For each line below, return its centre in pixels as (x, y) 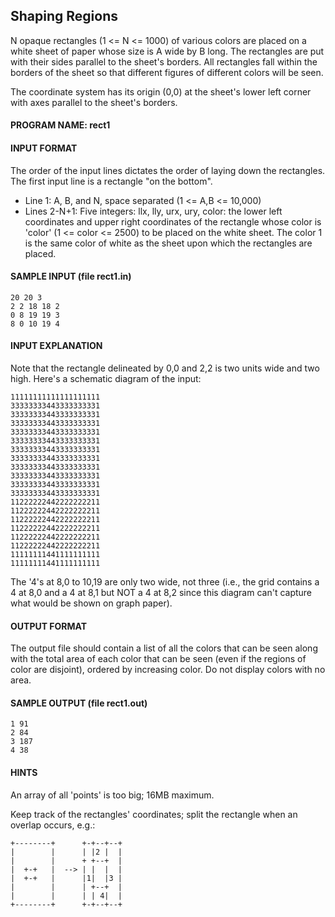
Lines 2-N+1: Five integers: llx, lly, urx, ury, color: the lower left (153, 211)
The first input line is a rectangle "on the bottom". (111, 181)
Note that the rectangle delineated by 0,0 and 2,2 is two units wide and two (165, 368)
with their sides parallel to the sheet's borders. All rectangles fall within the (164, 61)
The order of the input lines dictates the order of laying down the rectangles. (168, 170)
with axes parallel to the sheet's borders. (94, 102)
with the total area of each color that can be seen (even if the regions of (158, 659)
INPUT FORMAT (44, 148)
